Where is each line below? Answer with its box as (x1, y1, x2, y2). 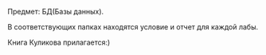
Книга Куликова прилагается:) (7, 37, 111, 47)
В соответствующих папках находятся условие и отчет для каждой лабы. (7, 22, 259, 31)
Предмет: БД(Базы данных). (7, 7, 104, 16)
